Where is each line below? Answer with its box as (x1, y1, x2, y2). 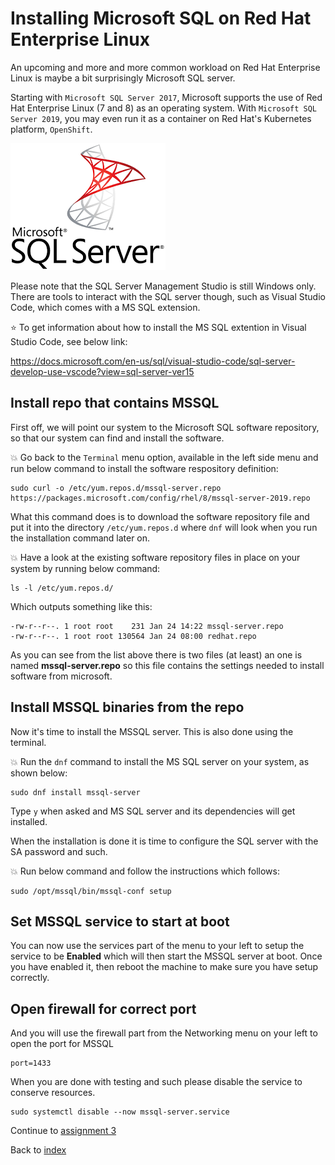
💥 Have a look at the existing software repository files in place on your (10, 551, 301, 563)
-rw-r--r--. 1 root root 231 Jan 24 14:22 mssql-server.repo (10, 621, 284, 631)
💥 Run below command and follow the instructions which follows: (10, 865, 280, 877)
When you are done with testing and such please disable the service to (10, 1076, 303, 1088)
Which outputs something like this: (10, 600, 153, 612)
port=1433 (10, 1058, 52, 1069)
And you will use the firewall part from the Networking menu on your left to (10, 1027, 318, 1039)
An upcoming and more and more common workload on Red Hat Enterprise (10, 61, 321, 73)
